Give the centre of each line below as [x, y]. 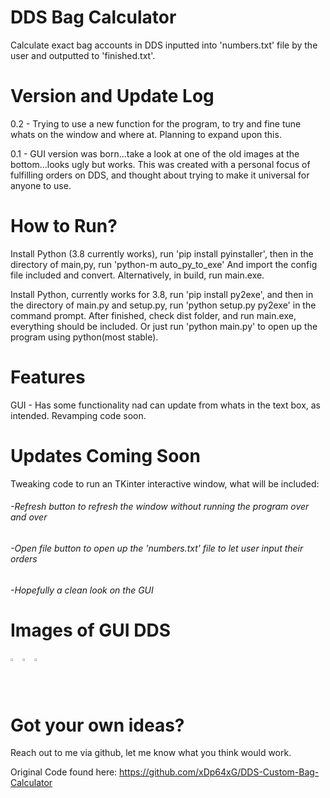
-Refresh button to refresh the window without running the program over [160, 507]
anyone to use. [41, 185]
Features [48, 377]
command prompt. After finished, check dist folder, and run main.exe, [153, 315]
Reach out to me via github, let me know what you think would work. [151, 753]
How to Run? [64, 226]
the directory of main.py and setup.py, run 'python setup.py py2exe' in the [163, 305]
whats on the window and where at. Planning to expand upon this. [146, 134]
